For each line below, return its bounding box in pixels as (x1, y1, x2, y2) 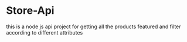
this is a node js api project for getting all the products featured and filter (6, 23, 181, 30)
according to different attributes (6, 29, 83, 36)
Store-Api (6, 4, 55, 17)
